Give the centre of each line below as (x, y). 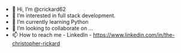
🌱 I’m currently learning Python (50, 22)
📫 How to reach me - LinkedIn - (52, 35)
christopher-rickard (36, 43)
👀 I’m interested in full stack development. (64, 15)
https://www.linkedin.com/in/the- (134, 35)
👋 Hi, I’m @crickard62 (39, 9)
